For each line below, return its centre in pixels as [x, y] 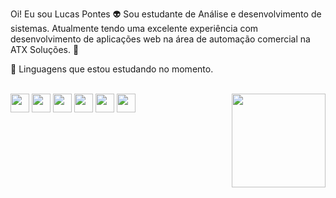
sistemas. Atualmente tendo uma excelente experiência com [134, 28]
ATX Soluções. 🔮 [45, 49]
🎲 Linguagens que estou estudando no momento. [112, 69]
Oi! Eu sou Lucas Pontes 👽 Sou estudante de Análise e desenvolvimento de [166, 14]
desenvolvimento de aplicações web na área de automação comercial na [160, 39]
